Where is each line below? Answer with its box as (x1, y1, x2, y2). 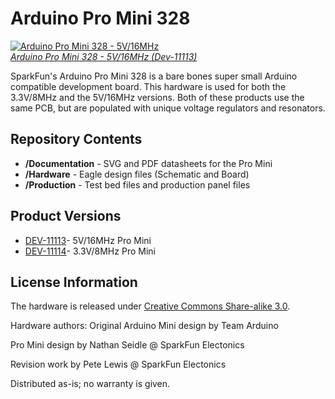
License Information (10, 273, 138, 291)
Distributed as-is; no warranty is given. (10, 378, 171, 390)
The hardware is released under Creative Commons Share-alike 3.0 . (10, 300, 291, 312)
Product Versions (10, 208, 122, 225)
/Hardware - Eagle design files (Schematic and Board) (24, 168, 250, 180)
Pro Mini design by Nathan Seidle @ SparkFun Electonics (10, 339, 245, 351)
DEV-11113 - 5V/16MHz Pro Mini (24, 234, 152, 246)
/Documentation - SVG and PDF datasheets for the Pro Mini (24, 157, 273, 169)
